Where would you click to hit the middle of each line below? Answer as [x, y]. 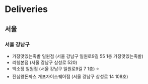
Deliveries [26, 9]
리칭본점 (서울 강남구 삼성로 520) [45, 62]
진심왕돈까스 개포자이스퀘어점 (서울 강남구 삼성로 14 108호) [70, 76]
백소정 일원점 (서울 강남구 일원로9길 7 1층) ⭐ [55, 68]
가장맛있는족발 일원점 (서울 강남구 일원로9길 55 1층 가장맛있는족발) [78, 56]
